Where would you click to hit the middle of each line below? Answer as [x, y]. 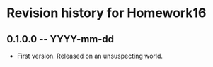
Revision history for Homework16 [106, 13]
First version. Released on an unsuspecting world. [90, 56]
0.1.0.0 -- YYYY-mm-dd [61, 39]
